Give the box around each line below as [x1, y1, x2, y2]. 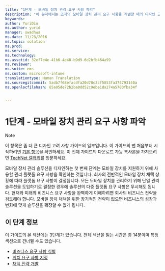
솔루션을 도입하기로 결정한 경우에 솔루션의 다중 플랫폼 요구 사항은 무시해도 [5, 184, 147, 190]
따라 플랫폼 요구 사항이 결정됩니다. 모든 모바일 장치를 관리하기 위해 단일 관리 [14, 178, 160, 184]
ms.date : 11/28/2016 [5, 35, 48, 40]
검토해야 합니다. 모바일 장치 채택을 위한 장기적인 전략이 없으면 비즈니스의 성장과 [5, 196, 157, 202]
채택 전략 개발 [12, 261, 39, 267]
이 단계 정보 [5, 218, 38, 226]
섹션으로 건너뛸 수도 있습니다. [5, 238, 62, 244]
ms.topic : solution [5, 39, 45, 44]
